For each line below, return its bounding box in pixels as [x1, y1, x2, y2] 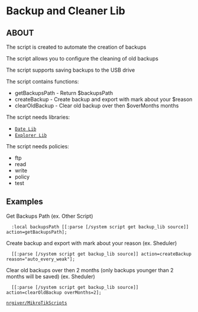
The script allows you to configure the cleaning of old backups [6, 55, 158, 62]
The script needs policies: [6, 143, 69, 149]
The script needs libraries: [6, 114, 70, 120]
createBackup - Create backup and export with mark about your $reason [14, 96, 193, 103]
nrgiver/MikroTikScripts [6, 300, 67, 306]
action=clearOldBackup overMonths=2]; [6, 289, 102, 295]
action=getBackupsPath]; [6, 229, 67, 235]
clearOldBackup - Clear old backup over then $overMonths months [14, 102, 179, 109]
